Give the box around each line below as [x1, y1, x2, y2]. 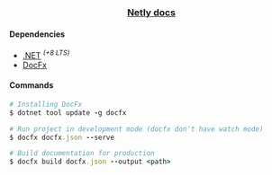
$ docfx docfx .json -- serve [9, 133, 115, 142]
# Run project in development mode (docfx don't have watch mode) [9, 124, 264, 134]
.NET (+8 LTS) [22, 48, 70, 60]
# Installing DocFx [9, 100, 83, 109]
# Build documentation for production [9, 149, 155, 158]
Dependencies [9, 29, 66, 39]
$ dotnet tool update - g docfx [9, 108, 127, 118]
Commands [9, 80, 54, 91]
